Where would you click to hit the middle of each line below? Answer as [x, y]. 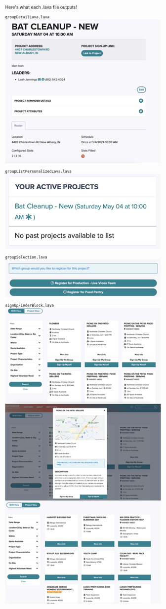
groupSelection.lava [26, 257]
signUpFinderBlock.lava [30, 306]
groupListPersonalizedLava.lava [38, 172]
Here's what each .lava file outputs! [41, 7]
